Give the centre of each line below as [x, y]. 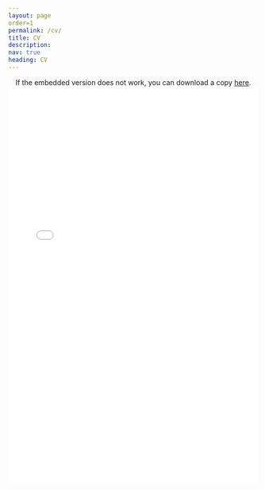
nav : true [25, 52]
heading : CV [28, 60]
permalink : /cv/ [35, 30]
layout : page [30, 15]
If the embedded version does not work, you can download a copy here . [133, 82]
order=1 [21, 23]
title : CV [25, 38]
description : [30, 45]
